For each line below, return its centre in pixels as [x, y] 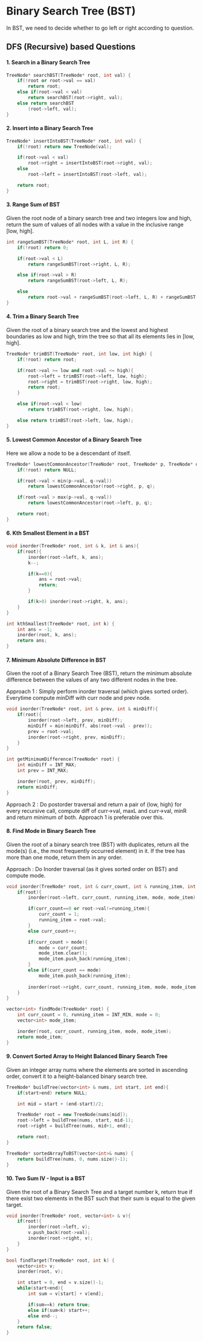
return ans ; [32, 641]
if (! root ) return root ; [47, 359]
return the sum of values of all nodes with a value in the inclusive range [95, 224]
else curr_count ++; [53, 931]
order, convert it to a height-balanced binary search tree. [77, 1076]
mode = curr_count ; [63, 948]
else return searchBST [46, 103]
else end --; [43, 1316]
